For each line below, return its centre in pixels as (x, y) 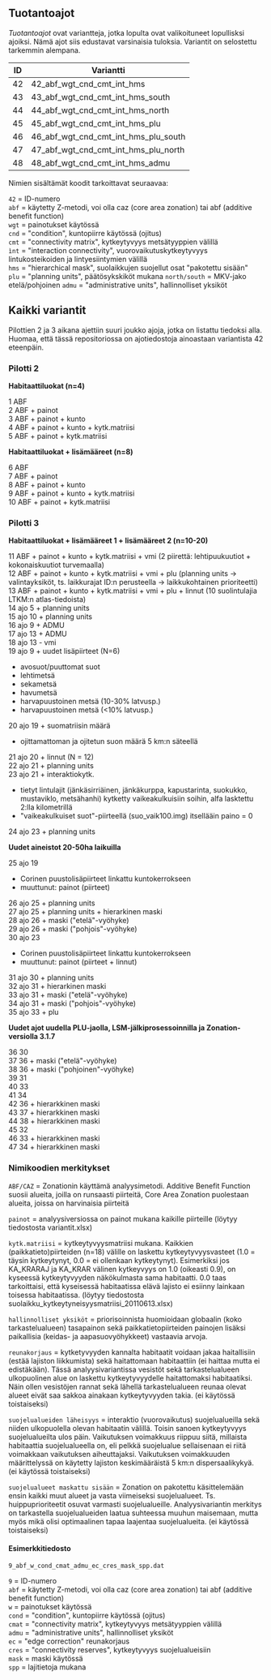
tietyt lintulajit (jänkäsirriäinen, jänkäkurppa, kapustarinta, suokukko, (134, 790)
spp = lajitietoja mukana (47, 1667)
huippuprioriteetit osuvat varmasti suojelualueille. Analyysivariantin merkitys (135, 1504)
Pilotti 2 (23, 368)
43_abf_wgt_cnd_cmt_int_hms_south (101, 97)
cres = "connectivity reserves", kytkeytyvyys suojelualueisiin (110, 1649)
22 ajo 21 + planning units (51, 766)
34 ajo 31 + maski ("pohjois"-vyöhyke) (72, 1003)
